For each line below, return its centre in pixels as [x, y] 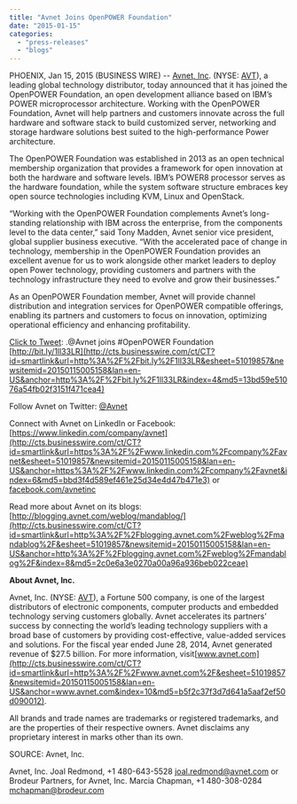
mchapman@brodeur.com [57, 791]
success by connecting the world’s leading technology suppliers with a [139, 626]
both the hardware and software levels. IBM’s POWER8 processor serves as [147, 177]
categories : [31, 34]
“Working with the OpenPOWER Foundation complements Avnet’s [129, 214]
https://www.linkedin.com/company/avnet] [90, 433]
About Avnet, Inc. [42, 581]
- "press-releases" [53, 42]
